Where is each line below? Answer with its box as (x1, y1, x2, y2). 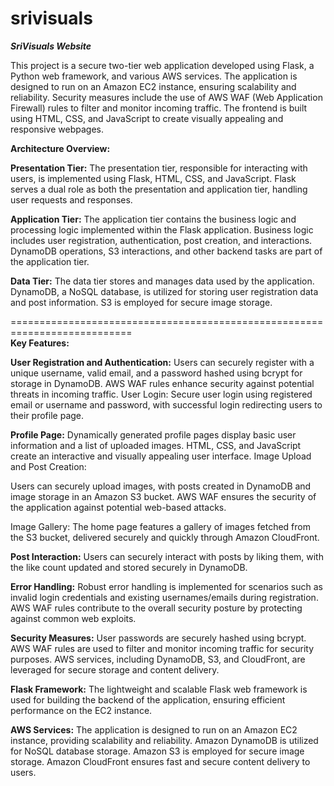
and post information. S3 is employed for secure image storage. (10, 296, 273, 308)
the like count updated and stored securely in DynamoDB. (10, 561, 248, 573)
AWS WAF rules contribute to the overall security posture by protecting (10, 602, 303, 614)
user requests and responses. (10, 193, 133, 206)
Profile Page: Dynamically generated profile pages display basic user (10, 428, 297, 441)
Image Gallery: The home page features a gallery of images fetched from (10, 520, 311, 532)
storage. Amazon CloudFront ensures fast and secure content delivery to (10, 755, 311, 767)
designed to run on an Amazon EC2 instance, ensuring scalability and (10, 80, 297, 92)
